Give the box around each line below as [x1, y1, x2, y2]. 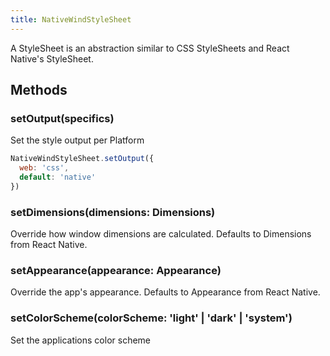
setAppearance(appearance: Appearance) [10, 264, 222, 278]
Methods [10, 82, 68, 99]
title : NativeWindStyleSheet [10, 14, 132, 25]
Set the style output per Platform [10, 134, 145, 146]
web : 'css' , [19, 163, 70, 173]
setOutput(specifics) [10, 111, 115, 125]
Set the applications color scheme [10, 334, 152, 346]
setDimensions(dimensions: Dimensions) [10, 205, 216, 219]
